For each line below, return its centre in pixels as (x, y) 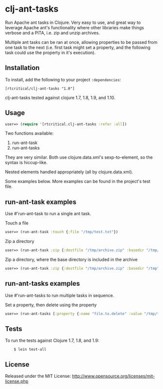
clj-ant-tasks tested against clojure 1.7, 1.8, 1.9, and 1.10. (60, 97)
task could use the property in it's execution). (50, 53)
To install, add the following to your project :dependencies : (63, 79)
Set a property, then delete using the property (51, 305)
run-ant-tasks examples (42, 284)
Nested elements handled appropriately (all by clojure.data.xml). (69, 172)
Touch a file (17, 223)
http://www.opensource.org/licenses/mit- (114, 376)
